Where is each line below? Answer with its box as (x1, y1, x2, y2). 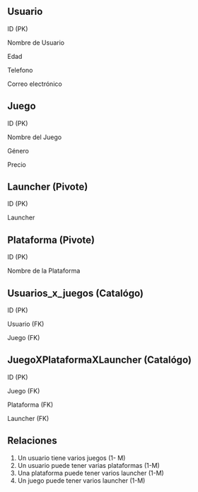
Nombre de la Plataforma (7, 266, 81, 275)
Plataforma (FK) (7, 400, 54, 409)
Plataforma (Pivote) (7, 234, 95, 246)
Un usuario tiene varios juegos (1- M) (17, 454, 126, 462)
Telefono (7, 65, 33, 74)
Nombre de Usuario (7, 38, 65, 47)
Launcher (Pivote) (7, 181, 88, 193)
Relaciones (7, 434, 58, 447)
